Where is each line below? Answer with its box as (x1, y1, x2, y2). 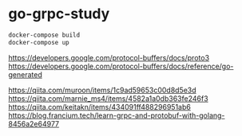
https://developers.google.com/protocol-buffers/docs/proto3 (8, 52, 210, 62)
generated (8, 69, 42, 80)
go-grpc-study (8, 5, 110, 23)
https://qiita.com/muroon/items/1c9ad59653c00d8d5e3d (8, 85, 197, 95)
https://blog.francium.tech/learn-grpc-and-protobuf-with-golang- (8, 111, 225, 120)
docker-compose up (8, 38, 69, 46)
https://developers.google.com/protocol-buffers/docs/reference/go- (8, 61, 234, 71)
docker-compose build (8, 31, 81, 39)
